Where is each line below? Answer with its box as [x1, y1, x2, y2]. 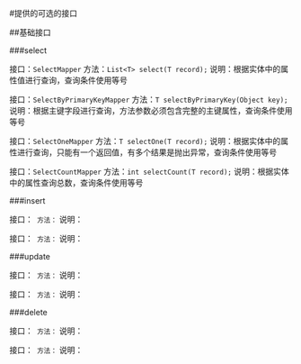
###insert [9, 196, 46, 205]
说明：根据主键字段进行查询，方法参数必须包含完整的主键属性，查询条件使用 [9, 105, 293, 115]
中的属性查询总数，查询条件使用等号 [9, 177, 144, 187]
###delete [9, 307, 48, 317]
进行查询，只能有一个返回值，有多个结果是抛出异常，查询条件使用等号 [16, 147, 277, 158]
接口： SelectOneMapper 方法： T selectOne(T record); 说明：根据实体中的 [9, 136, 281, 146]
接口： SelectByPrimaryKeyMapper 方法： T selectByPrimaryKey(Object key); [9, 94, 288, 105]
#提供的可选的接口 [9, 8, 78, 18]
